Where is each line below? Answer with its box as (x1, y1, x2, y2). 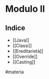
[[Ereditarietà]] (12, 48, 43, 54)
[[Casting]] (12, 59, 35, 65)
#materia (5, 69, 24, 75)
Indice (5, 24, 25, 32)
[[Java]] (12, 37, 29, 43)
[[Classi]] (12, 43, 32, 49)
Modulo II (5, 3, 45, 15)
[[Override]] (12, 53, 38, 60)
